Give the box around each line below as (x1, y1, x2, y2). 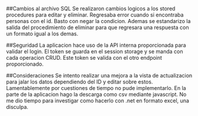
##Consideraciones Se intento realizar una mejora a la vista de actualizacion (6, 72, 193, 79)
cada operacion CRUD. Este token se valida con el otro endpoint (6, 54, 163, 61)
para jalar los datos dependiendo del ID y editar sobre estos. (6, 78, 153, 85)
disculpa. (6, 104, 28, 110)
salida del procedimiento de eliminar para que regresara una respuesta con (6, 24, 189, 31)
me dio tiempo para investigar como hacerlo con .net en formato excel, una (6, 97, 189, 104)
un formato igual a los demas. (6, 30, 79, 37)
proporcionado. (6, 60, 44, 67)
